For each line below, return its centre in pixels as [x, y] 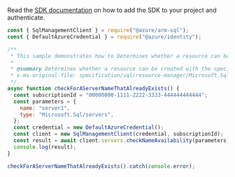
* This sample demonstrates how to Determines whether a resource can [115, 56]
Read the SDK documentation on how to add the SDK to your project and [112, 10]
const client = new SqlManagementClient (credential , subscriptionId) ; [119, 134]
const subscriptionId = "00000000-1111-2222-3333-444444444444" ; [111, 95]
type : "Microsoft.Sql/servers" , [67, 115]
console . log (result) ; [45, 147]
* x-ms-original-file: [43, 76]
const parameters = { [45, 101]
